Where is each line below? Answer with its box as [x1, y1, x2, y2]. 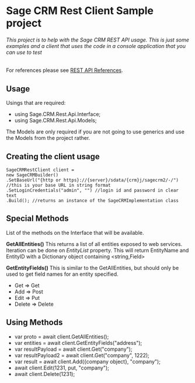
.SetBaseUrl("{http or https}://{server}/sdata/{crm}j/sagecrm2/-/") [6, 177, 179, 183]
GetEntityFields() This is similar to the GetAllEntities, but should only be [6, 264, 179, 271]
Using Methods [6, 317, 63, 327]
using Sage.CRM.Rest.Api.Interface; [14, 111, 101, 118]
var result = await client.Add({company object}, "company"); [14, 358, 161, 365]
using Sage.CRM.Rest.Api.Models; [14, 117, 97, 124]
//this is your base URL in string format [6, 183, 111, 189]
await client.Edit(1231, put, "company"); [14, 364, 110, 371]
